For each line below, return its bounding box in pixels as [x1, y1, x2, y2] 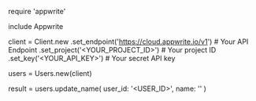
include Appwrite [8, 22, 64, 31]
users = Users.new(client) [8, 69, 92, 78]
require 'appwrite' [8, 7, 66, 16]
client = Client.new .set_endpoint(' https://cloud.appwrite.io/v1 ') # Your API [8, 37, 249, 46]
